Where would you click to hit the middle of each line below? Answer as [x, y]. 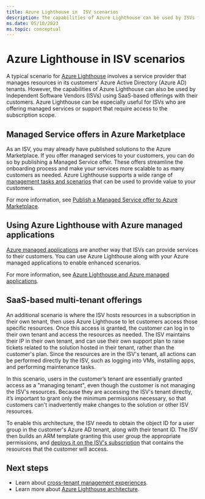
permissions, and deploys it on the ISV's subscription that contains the [95, 442]
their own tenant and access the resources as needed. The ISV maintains [98, 334]
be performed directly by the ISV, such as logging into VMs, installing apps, [101, 360]
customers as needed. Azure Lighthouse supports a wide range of [90, 175]
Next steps [27, 468]
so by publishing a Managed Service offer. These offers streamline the [95, 162]
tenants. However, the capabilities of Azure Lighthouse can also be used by [101, 89]
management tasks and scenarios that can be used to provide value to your [101, 181]
